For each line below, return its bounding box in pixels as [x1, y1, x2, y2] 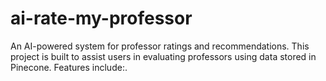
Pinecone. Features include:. [10, 61, 128, 73]
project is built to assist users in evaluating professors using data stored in [10, 50, 317, 62]
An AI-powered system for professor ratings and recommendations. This [10, 40, 310, 52]
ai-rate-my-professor [10, 7, 193, 30]
